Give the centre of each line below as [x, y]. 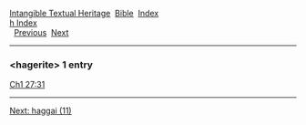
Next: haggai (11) [41, 111]
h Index [24, 23]
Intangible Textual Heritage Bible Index [84, 13]
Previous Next [41, 32]
